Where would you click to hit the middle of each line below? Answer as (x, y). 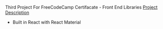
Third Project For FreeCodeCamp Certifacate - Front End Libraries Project (81, 7)
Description (17, 12)
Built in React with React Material (47, 22)
